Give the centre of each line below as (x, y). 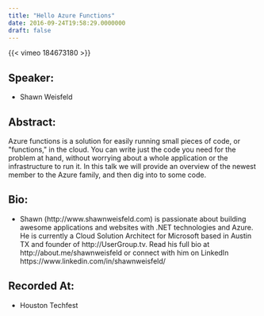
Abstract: (32, 122)
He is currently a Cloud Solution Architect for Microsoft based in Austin (136, 236)
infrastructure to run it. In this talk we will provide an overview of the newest (132, 166)
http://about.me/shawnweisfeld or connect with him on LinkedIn (124, 252)
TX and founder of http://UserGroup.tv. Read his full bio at (115, 244)
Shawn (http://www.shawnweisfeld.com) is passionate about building (133, 218)
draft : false (30, 30)
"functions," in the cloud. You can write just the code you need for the (122, 149)
